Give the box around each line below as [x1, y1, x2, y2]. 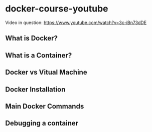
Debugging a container [5, 119, 79, 127]
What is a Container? [5, 51, 72, 59]
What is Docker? [5, 34, 58, 42]
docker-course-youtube [5, 3, 108, 14]
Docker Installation [5, 85, 66, 93]
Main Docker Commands [5, 102, 84, 110]
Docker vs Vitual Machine [5, 68, 87, 76]
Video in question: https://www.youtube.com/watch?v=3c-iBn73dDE [5, 19, 147, 25]
